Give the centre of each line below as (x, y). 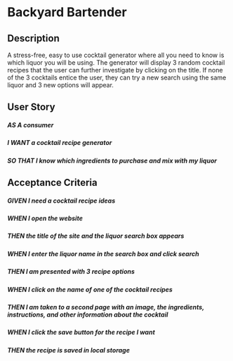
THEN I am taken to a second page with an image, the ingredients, (106, 307)
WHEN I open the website (45, 218)
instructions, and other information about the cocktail (88, 315)
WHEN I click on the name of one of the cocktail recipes (90, 289)
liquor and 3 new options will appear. (61, 85)
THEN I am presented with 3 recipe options (71, 272)
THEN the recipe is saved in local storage (68, 350)
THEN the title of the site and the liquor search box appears (96, 236)
